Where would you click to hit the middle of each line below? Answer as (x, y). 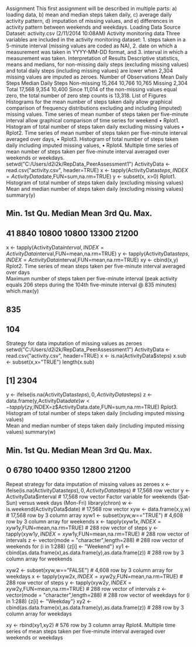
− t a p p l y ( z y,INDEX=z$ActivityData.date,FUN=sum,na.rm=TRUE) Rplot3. (92, 407)
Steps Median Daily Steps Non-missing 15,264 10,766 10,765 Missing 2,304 (97, 83)
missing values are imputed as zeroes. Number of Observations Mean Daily (97, 77)
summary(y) (21, 195)
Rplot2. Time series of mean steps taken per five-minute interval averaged (96, 266)
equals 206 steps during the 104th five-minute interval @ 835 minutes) (91, 285)
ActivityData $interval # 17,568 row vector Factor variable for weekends (92, 497)
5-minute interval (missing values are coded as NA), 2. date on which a (92, 46)
